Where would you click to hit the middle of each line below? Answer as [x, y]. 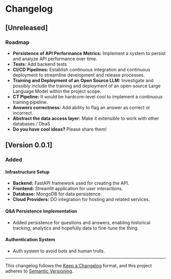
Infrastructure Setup [27, 172]
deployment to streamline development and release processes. [79, 75]
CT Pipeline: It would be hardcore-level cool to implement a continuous [88, 96]
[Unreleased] [27, 28]
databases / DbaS [31, 123]
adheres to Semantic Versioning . [39, 271]
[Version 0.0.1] [29, 145]
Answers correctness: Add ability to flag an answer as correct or [81, 107]
